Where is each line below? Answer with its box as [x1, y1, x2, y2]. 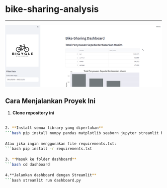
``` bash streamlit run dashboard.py [5, 178, 81, 183]
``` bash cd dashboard [5, 162, 50, 167]
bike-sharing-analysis [5, 3, 99, 15]
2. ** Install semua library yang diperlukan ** [5, 125, 103, 130]
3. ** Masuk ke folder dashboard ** [5, 157, 77, 162]
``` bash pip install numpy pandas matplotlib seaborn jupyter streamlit [5, 130, 159, 135]
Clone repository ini [12, 110, 55, 116]
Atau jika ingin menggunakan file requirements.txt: [5, 141, 117, 146]
